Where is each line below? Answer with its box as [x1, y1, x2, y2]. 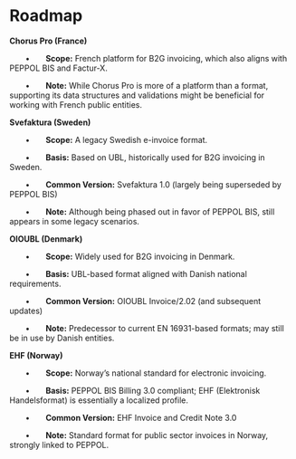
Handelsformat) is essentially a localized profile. [9, 395, 188, 406]
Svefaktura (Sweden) [9, 117, 91, 128]
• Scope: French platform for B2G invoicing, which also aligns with [25, 53, 288, 63]
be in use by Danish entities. [9, 332, 115, 343]
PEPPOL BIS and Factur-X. [9, 62, 109, 73]
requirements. [9, 278, 62, 289]
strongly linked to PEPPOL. [9, 439, 110, 450]
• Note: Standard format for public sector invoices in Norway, [25, 429, 269, 440]
